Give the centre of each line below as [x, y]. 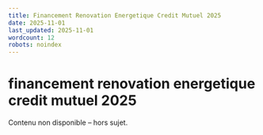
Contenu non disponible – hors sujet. [68, 122]
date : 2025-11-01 [37, 23]
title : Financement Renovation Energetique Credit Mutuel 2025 [115, 15]
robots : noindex [35, 45]
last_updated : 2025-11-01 [51, 30]
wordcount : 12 [32, 37]
